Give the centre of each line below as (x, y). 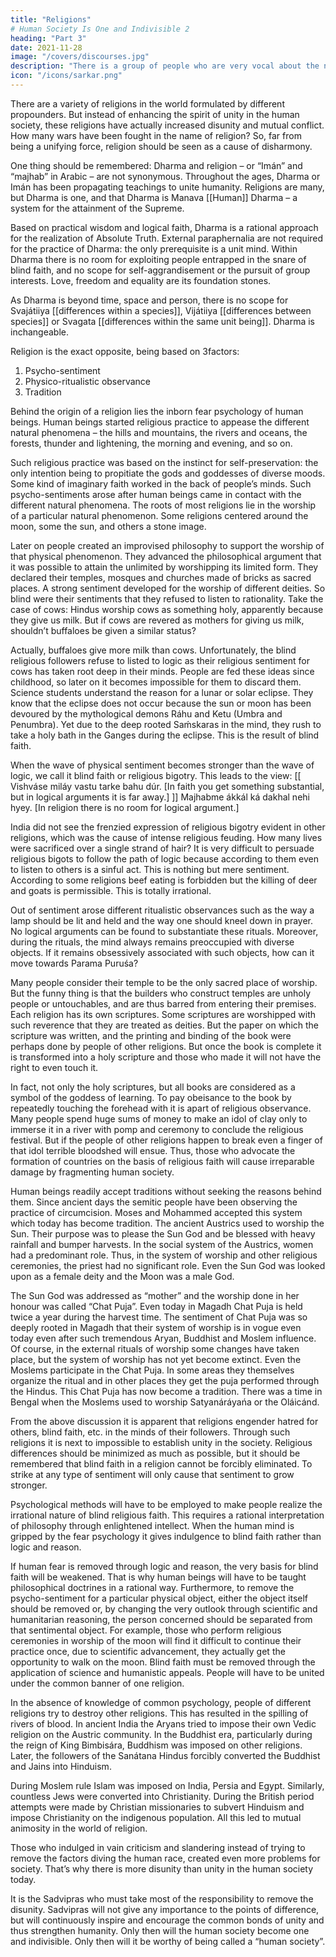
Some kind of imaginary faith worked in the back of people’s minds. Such (161, 483)
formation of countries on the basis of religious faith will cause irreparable (162, 1161)
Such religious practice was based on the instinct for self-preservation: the (164, 462)
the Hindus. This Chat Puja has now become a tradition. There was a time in (166, 1391)
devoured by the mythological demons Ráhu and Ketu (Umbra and (146, 713)
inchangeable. (39, 332)
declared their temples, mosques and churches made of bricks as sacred (161, 577)
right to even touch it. (54, 1067)
